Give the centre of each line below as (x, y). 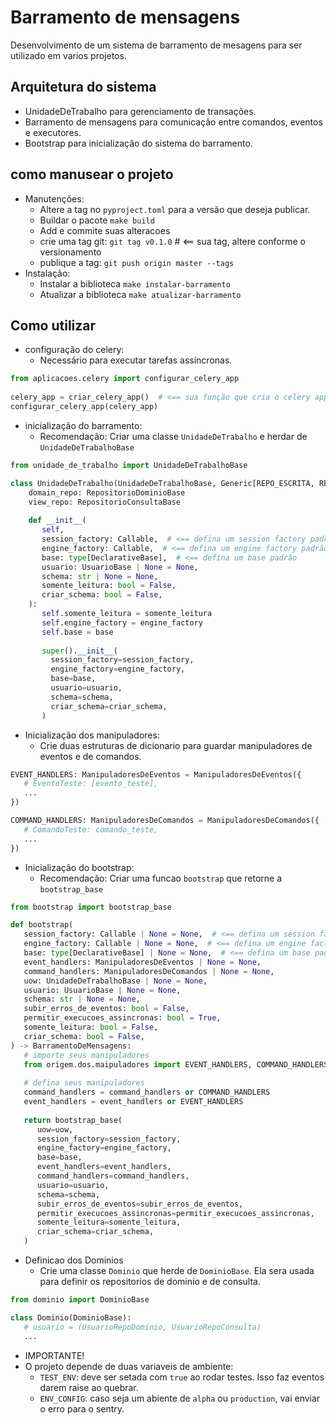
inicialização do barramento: (83, 425)
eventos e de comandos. (90, 756)
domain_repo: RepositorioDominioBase (107, 492)
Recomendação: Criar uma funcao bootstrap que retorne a (161, 878)
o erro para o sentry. (82, 1408)
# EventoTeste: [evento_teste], (91, 784)
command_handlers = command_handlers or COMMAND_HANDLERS (147, 1092)
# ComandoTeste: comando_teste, (91, 829)
